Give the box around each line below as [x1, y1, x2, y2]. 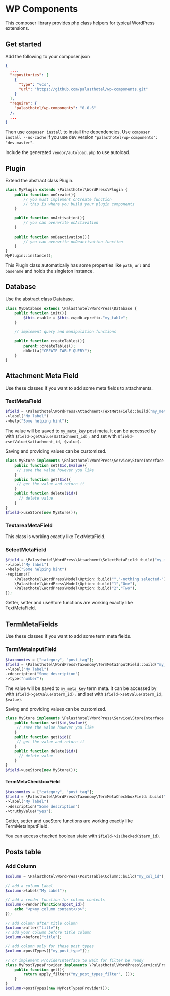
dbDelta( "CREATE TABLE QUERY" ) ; [23, 348, 92, 353]
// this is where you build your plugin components [23, 201, 135, 207]
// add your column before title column [5, 930, 92, 935]
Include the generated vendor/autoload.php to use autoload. [5, 149, 131, 156]
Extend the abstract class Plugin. [5, 177, 74, 183]
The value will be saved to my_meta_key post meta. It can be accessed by [5, 428, 156, 434]
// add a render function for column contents [5, 897, 105, 902]
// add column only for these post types [5, 944, 94, 949]
